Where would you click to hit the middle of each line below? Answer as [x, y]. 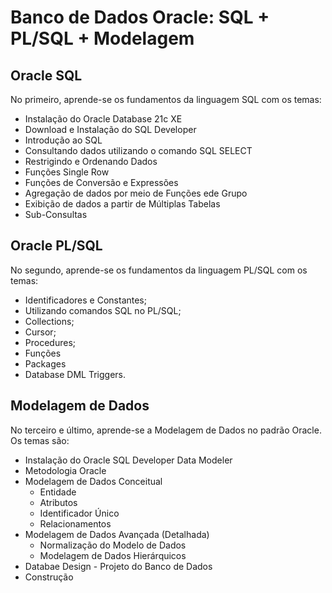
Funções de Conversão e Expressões [101, 182]
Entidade [58, 492]
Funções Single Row [67, 172]
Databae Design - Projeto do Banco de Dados [118, 566]
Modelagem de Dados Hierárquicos [113, 555]
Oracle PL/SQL [56, 246]
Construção [49, 577]
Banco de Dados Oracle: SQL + [140, 17]
